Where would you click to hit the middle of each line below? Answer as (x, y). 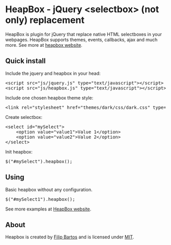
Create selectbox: (24, 117)
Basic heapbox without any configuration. (49, 190)
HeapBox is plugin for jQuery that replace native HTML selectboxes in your (83, 34)
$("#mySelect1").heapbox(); (40, 199)
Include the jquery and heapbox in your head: (53, 73)
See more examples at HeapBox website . (48, 209)
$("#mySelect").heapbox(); (39, 161)
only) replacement (45, 20)
